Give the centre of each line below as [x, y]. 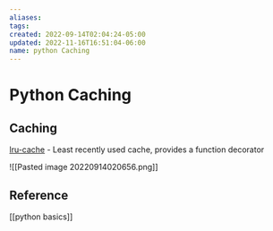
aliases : [26, 17]
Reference [39, 195]
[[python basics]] [41, 217]
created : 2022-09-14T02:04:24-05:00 [77, 34]
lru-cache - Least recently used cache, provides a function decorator [137, 150]
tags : [19, 26]
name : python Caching [50, 51]
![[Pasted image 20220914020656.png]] [84, 167]
